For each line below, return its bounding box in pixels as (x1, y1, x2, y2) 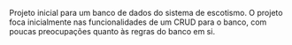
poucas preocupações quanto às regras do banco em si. (9, 26, 215, 36)
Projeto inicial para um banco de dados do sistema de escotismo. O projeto (9, 8, 283, 18)
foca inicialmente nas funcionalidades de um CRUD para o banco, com (9, 17, 267, 27)
